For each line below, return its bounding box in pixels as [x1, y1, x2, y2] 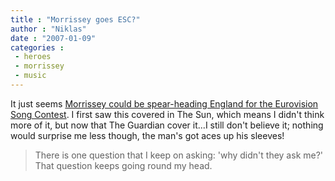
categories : [10, 42, 65, 53]
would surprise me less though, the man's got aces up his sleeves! [10, 129, 285, 141]
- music [14, 71, 47, 81]
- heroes [14, 52, 52, 62]
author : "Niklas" [10, 24, 87, 34]
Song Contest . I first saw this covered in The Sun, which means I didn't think [10, 108, 325, 120]
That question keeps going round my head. [34, 159, 213, 171]
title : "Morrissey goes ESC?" [10, 14, 141, 25]
